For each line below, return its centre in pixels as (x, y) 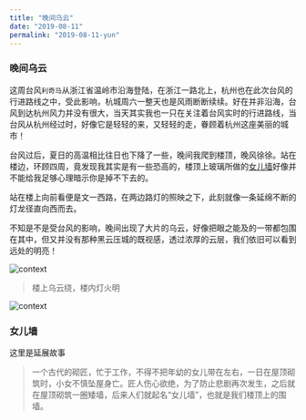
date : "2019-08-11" (46, 26)
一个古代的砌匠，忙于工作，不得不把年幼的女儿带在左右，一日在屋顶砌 (163, 372)
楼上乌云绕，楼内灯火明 (76, 287)
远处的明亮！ (33, 251)
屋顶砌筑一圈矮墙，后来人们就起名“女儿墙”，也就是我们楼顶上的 (159, 394)
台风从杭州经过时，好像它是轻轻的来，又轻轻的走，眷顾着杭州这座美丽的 (145, 124)
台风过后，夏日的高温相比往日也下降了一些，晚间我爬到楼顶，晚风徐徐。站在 (153, 155)
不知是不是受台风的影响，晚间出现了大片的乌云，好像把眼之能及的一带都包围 (153, 228)
